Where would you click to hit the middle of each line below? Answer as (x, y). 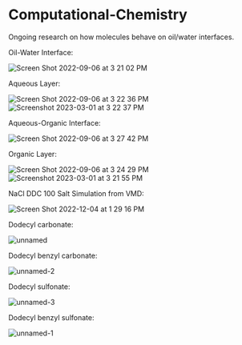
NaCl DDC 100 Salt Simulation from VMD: (76, 193)
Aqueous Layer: (34, 83)
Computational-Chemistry (98, 15)
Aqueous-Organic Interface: (55, 122)
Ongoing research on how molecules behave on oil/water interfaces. (121, 37)
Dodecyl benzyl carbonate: (53, 255)
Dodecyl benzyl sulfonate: (51, 317)
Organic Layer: (33, 154)
